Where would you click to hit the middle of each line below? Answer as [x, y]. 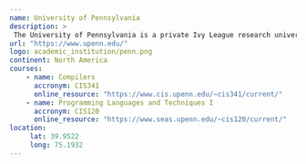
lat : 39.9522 [54, 137]
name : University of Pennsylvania [75, 18]
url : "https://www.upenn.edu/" [69, 43]
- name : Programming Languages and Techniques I [120, 102]
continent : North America [58, 60]
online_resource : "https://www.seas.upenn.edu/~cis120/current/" [160, 119]
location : [28, 128]
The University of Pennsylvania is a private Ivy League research [142, 35]
